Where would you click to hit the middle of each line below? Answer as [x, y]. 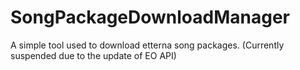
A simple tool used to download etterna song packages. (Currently [147, 45]
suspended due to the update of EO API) [93, 55]
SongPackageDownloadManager [150, 17]
